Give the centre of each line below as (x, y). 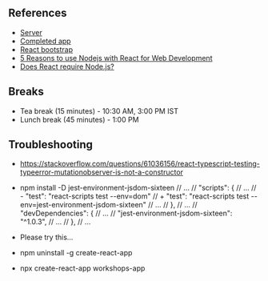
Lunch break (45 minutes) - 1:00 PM (79, 119)
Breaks (26, 92)
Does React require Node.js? (67, 66)
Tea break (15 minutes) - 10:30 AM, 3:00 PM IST (99, 110)
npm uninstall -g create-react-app (76, 253)
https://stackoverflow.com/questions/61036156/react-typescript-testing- (140, 164)
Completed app (45, 41)
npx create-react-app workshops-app (82, 268)
